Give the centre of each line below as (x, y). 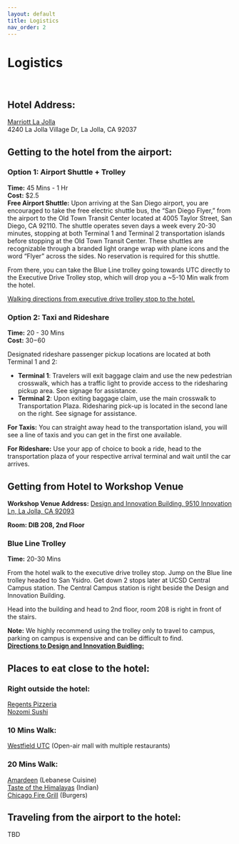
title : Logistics (33, 21)
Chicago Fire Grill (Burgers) (47, 795)
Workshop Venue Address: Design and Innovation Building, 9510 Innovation (119, 503)
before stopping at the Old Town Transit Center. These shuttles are (105, 240)
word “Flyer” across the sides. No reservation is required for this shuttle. (114, 256)
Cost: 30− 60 (26, 340)
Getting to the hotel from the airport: (90, 152)
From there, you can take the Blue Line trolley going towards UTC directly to (119, 270)
